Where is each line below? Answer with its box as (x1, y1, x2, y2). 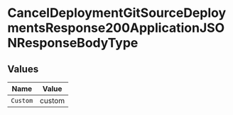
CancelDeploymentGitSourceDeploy (7, 5, 227, 21)
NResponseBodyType (7, 35, 139, 51)
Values (7, 63, 39, 75)
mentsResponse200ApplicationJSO (7, 20, 225, 36)
